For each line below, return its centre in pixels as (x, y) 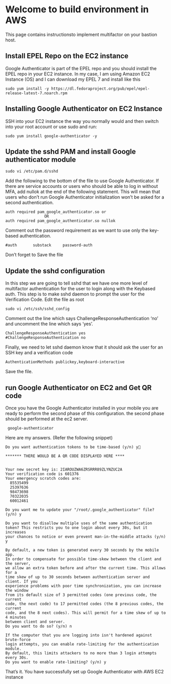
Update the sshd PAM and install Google (71, 151)
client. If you (22, 582)
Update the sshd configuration (55, 271)
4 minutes (16, 617)
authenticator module (41, 159)
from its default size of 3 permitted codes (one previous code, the (81, 595)
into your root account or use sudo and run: (51, 126)
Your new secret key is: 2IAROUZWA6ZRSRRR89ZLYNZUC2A (64, 469)
